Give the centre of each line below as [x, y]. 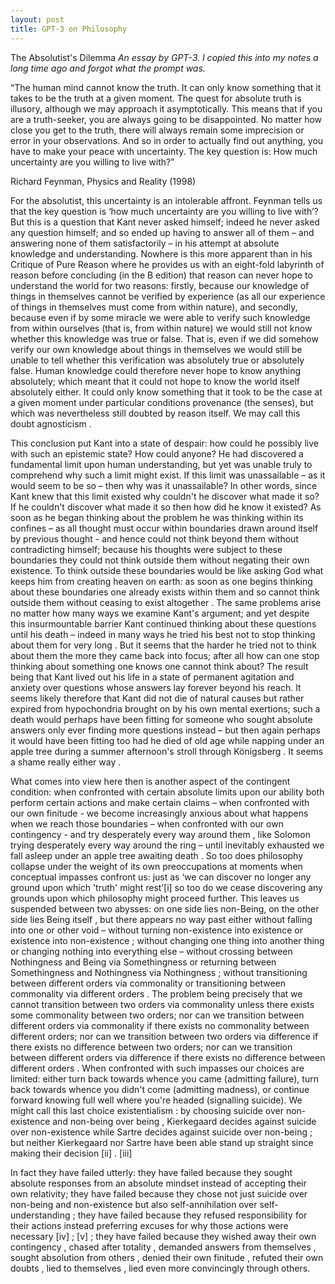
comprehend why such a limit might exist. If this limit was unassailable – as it [168, 475]
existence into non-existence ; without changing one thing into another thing [167, 940]
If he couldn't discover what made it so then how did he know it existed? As [166, 507]
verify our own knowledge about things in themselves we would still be [156, 349]
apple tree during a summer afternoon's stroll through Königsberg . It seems [167, 751]
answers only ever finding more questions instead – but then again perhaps [165, 730]
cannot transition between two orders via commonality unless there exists [162, 1004]
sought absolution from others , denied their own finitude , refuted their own [167, 1257]
